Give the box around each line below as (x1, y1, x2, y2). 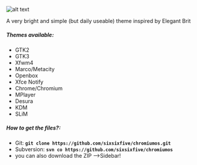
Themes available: (6, 31, 54, 39)
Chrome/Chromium (14, 84, 63, 92)
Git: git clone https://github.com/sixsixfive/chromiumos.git (14, 139, 171, 146)
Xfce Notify (14, 78, 44, 86)
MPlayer (14, 91, 36, 98)
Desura (14, 97, 33, 105)
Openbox (14, 72, 38, 79)
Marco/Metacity (14, 65, 55, 72)
